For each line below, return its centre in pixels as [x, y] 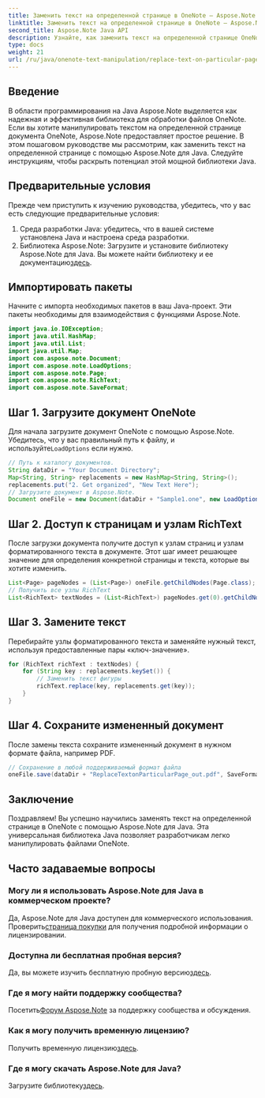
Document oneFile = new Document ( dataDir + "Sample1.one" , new [114, 500]
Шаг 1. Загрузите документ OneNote [102, 412]
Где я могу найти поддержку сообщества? [95, 993]
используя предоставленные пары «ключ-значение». [99, 650]
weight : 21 [26, 52]
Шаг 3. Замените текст [67, 623]
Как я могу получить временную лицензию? [99, 1031]
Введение [34, 92]
